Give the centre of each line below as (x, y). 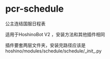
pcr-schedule (35, 9)
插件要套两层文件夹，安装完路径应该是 (45, 45)
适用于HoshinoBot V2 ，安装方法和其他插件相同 (55, 34)
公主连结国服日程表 (25, 23)
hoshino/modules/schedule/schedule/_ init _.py (53, 51)
